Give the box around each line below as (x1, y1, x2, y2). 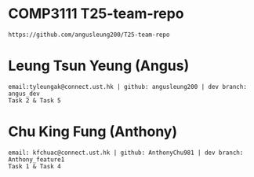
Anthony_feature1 (8, 155, 65, 164)
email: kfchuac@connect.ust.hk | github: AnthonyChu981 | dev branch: (8, 149, 244, 157)
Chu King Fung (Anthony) (8, 123, 178, 141)
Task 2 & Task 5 (8, 96, 61, 105)
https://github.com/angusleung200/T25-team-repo (8, 31, 170, 39)
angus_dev (8, 90, 41, 98)
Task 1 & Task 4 (8, 162, 61, 170)
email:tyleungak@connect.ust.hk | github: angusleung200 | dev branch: (8, 83, 247, 90)
